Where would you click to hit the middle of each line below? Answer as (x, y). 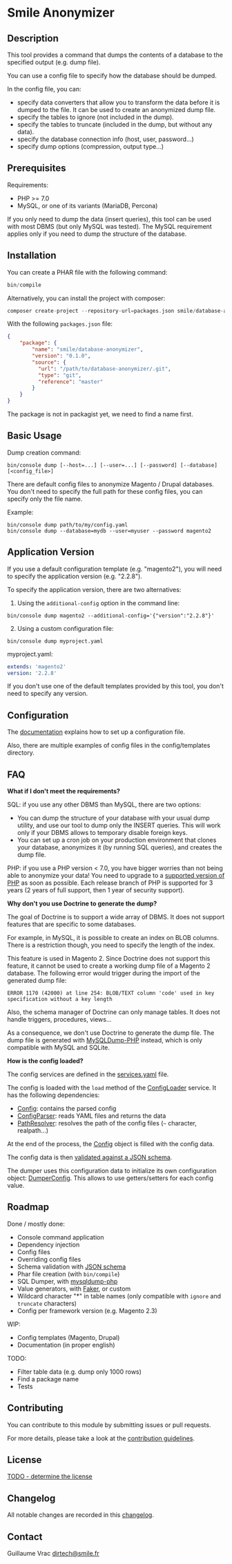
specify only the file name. (45, 499)
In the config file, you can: (44, 89)
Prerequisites (37, 168)
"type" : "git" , (59, 375)
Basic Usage (35, 436)
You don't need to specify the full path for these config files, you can (105, 491)
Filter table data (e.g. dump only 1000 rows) (79, 1372)
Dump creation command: (44, 452)
